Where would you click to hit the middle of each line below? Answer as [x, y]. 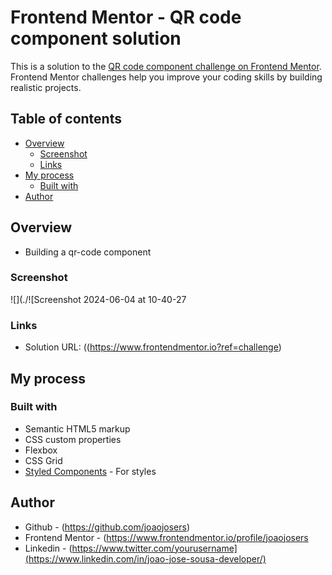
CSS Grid [43, 460]
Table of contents [66, 119]
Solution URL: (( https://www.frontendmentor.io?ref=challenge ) [153, 347]
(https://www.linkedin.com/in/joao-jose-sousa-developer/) [145, 558]
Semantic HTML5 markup [77, 428]
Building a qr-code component [88, 252]
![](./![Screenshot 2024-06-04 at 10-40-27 [98, 299]
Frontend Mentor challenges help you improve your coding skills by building [166, 77]
